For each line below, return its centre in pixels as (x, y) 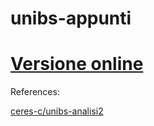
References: (35, 92)
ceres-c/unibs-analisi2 (57, 111)
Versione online (77, 64)
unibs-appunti (71, 18)
